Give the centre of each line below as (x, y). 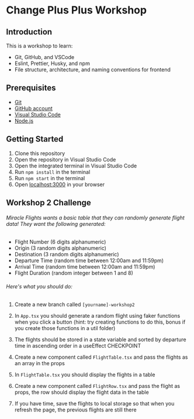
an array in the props (40, 363)
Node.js (24, 121)
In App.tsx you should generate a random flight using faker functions (97, 316)
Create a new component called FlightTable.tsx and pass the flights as (101, 357)
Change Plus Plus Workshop (77, 10)
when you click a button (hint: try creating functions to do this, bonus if (100, 322)
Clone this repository (40, 153)
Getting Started (35, 139)
